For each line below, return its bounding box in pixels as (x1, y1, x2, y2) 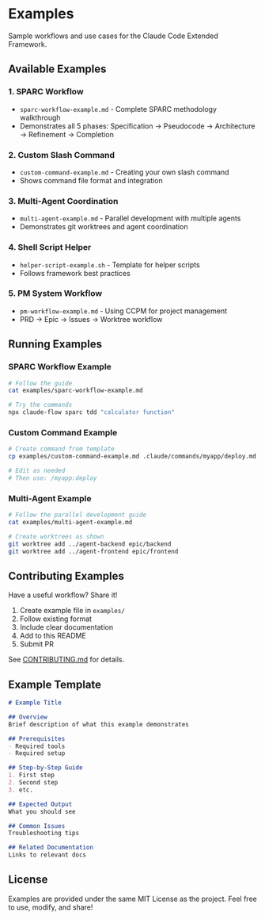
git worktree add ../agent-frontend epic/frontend (8, 547, 179, 555)
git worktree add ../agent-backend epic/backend (8, 540, 172, 548)
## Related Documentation (8, 844, 93, 852)
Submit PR (19, 639, 54, 649)
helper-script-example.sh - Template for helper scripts (19, 259, 200, 270)
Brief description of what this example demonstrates (8, 720, 190, 728)
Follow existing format (19, 614, 93, 623)
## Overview (8, 713, 47, 721)
